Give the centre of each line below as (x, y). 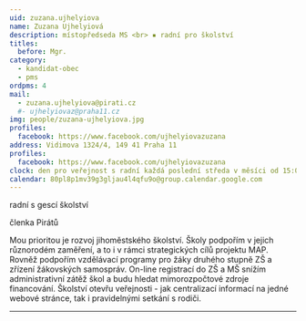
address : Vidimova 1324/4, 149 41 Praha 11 (93, 145)
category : (28, 60)
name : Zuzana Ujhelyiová (56, 26)
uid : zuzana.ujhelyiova (55, 18)
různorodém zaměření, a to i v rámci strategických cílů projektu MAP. (139, 250)
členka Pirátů (34, 223)
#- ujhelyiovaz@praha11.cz (69, 111)
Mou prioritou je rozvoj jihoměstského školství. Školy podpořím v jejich (142, 240)
